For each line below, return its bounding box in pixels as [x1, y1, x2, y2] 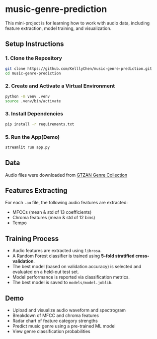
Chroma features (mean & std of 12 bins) [12, 215, 95, 221]
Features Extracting [5, 186, 68, 195]
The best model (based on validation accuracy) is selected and [12, 264, 142, 270]
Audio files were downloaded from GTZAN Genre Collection [5, 172, 128, 178]
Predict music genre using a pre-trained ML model [12, 323, 116, 329]
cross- [135, 253, 150, 259]
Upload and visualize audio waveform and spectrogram [12, 307, 126, 313]
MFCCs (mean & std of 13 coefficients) [12, 209, 92, 215]
